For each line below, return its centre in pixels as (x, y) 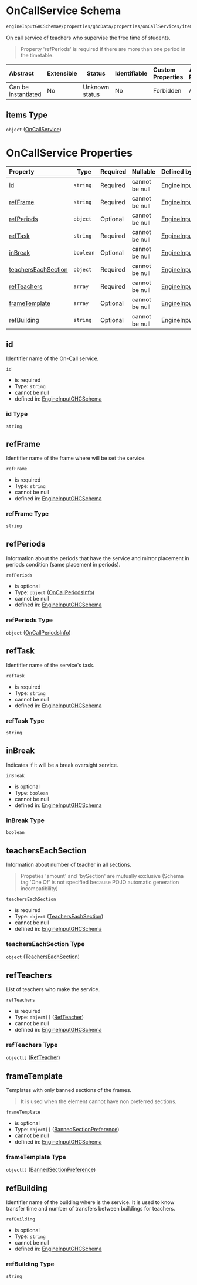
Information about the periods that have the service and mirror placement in (98, 558)
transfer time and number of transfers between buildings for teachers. (91, 1209)
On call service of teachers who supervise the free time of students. (89, 38)
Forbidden (167, 90)
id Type (17, 414)
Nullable (144, 171)
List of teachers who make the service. (53, 989)
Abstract (21, 73)
